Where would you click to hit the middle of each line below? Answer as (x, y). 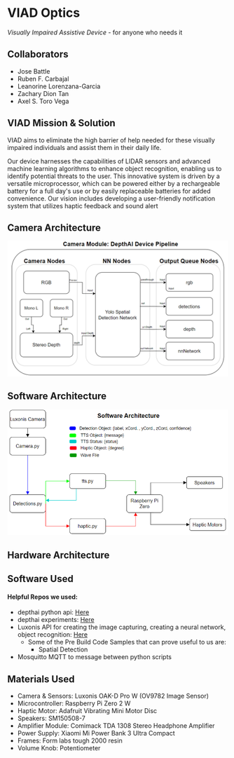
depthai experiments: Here (56, 620)
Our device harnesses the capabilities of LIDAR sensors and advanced (109, 161)
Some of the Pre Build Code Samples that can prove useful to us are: (127, 642)
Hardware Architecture (58, 555)
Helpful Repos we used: (43, 597)
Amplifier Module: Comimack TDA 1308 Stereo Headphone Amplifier (116, 726)
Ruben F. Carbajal (43, 79)
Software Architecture (57, 397)
